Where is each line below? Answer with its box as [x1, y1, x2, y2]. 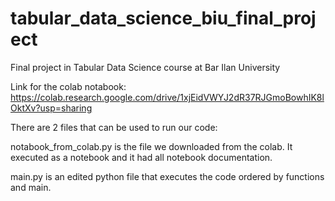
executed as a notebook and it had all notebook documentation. [10, 151, 273, 163]
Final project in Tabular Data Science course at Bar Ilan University [10, 61, 281, 73]
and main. [10, 181, 52, 193]
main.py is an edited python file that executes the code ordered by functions [10, 170, 325, 182]
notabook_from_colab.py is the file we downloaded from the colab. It [10, 140, 293, 152]
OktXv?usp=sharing [10, 102, 93, 114]
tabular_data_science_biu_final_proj [10, 7, 317, 30]
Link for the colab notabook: [10, 80, 127, 92]
